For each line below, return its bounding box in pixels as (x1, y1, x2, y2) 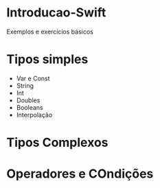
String (16, 81, 34, 90)
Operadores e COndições (6, 166, 154, 182)
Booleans (16, 103, 43, 111)
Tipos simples (6, 51, 89, 67)
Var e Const (16, 74, 50, 82)
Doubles (16, 96, 41, 104)
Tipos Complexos (6, 135, 108, 150)
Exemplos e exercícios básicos (6, 27, 93, 36)
